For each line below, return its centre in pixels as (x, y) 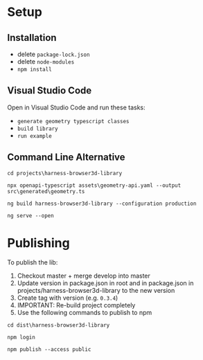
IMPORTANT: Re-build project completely (76, 305)
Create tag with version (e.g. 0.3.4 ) (68, 298)
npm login (21, 337)
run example (34, 136)
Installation (32, 38)
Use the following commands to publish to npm (85, 312)
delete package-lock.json (53, 54)
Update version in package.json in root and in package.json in (105, 283)
